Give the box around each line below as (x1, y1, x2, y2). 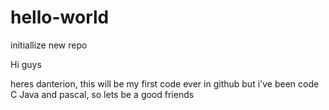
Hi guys (10, 58, 42, 70)
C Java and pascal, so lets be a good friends (10, 88, 195, 100)
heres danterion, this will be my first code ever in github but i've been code (10, 77, 320, 90)
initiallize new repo (10, 39, 88, 51)
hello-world (10, 6, 110, 29)
